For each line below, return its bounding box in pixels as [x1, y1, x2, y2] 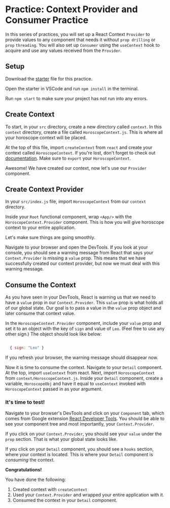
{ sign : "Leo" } [10, 345, 44, 350]
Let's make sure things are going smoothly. [5, 234, 95, 241]
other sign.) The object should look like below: [5, 331, 102, 337]
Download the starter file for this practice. [5, 75, 93, 82]
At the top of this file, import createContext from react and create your [5, 144, 153, 151]
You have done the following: [5, 476, 66, 483]
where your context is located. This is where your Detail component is [5, 452, 153, 458]
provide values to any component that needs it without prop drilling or [5, 37, 156, 43]
